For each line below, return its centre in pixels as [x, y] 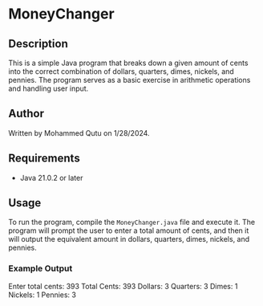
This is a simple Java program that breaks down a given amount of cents [128, 63]
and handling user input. [49, 88]
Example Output [40, 268]
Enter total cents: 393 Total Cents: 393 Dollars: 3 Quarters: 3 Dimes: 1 [123, 286]
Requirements [44, 159]
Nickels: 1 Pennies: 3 [42, 295]
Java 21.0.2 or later [51, 177]
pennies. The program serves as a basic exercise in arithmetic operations [129, 80]
